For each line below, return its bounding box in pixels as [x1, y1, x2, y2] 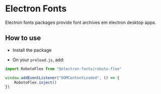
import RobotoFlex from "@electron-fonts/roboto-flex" [5, 66, 122, 71]
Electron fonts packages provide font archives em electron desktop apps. [5, 19, 156, 25]
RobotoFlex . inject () [14, 80, 57, 85]
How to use [5, 34, 41, 42]
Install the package [12, 47, 52, 53]
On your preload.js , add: [12, 57, 64, 63]
